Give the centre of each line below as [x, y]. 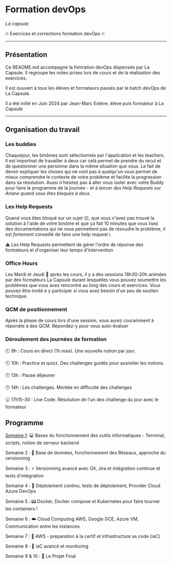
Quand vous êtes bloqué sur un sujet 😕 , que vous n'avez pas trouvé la [80, 218]
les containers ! [21, 509]
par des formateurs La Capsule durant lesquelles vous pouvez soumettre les [86, 280]
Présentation [26, 55]
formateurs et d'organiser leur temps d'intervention [59, 250]
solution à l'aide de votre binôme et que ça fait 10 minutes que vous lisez [82, 223]
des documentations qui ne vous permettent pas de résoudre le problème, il [85, 228]
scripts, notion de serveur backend [42, 443]
